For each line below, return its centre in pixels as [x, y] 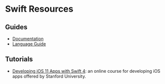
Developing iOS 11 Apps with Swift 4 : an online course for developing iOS [86, 71]
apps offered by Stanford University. [49, 76]
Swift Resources [39, 9]
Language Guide [29, 44]
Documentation [28, 39]
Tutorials [19, 59]
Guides [16, 27]
